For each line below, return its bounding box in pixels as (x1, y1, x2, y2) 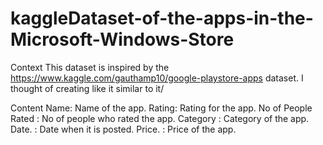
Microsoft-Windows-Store (10, 28, 235, 51)
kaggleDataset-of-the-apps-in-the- (10, 7, 314, 30)
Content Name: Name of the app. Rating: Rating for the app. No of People (10, 102, 313, 114)
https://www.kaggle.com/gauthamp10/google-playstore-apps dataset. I (10, 72, 304, 84)
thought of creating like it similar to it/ (10, 82, 165, 94)
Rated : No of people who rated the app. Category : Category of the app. (10, 112, 310, 124)
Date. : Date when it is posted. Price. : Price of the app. (10, 123, 237, 135)
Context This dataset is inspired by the (10, 61, 170, 73)
